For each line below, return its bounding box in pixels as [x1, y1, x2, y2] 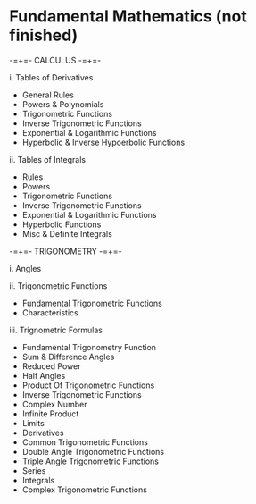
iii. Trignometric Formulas [9, 324, 103, 335]
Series [21, 465, 46, 475]
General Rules [21, 89, 74, 100]
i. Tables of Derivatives [9, 71, 94, 82]
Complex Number [21, 399, 87, 409]
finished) [9, 25, 78, 46]
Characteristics [21, 307, 78, 318]
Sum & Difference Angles [21, 351, 115, 362]
